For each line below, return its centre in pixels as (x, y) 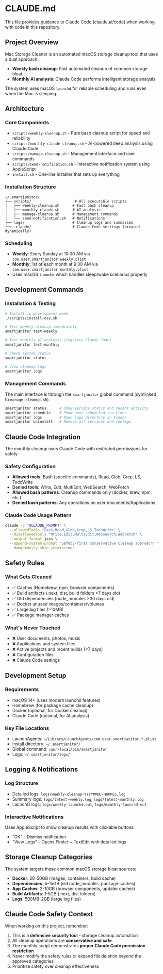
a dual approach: (22, 59)
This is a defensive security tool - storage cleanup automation (75, 935)
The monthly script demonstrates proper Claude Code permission (79, 945)
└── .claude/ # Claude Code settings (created (72, 227)
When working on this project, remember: (47, 926)
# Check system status (28, 353)
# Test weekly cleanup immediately (41, 327)
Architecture (25, 109)
